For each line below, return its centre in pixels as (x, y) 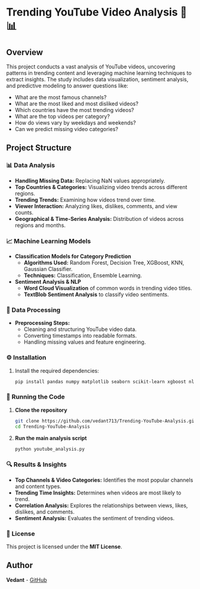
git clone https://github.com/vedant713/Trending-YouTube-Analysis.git (106, 421)
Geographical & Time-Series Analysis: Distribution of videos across (99, 218)
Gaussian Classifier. (48, 269)
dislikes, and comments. (44, 512)
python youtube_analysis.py (50, 449)
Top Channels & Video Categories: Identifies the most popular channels (104, 480)
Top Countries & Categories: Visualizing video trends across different (101, 187)
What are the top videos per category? (62, 116)
